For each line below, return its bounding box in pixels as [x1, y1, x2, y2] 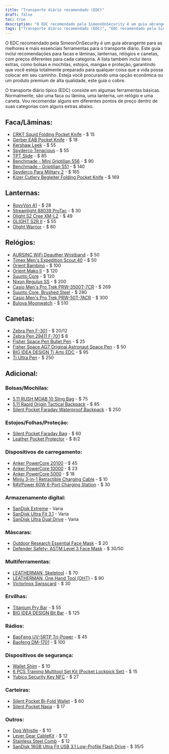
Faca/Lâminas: [5, 118, 53, 127]
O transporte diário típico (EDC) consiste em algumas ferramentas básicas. [5, 87, 161, 93]
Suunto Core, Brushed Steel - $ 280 [12, 289, 87, 295]
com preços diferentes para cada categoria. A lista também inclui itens [5, 56, 152, 62]
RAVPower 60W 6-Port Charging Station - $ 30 [12, 481, 111, 487]
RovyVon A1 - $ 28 [12, 202, 51, 208]
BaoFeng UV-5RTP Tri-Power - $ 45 [12, 634, 88, 640]
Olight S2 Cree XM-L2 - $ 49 [12, 213, 73, 219]
